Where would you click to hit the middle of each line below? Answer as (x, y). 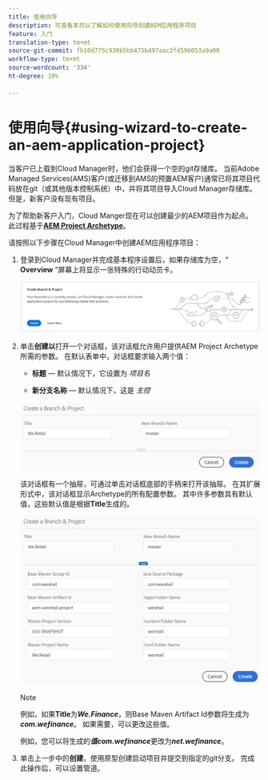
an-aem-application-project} (107, 145)
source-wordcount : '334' (50, 68)
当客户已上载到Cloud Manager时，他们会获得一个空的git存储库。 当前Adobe (134, 168)
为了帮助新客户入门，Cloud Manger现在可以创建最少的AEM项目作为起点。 (131, 215)
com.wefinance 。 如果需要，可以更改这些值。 (97, 724)
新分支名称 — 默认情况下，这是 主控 (91, 390)
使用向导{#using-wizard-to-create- (128, 127)
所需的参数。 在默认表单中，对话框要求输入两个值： (105, 356)
